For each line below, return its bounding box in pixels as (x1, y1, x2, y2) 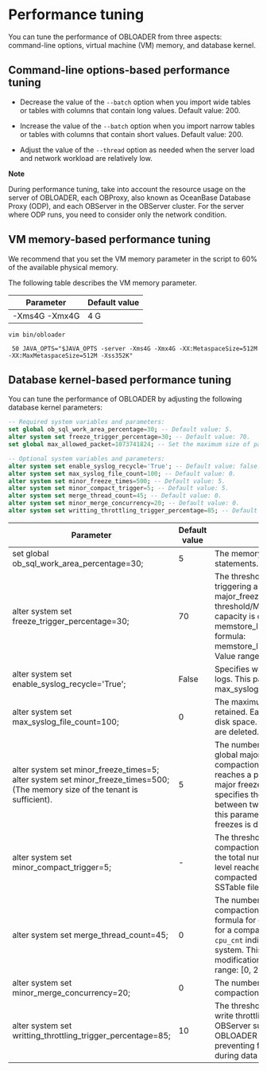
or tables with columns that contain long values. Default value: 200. (19, 105, 241, 115)
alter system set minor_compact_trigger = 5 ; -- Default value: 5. (8, 484, 229, 492)
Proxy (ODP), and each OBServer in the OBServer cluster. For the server (8, 201, 245, 210)
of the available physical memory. (8, 262, 118, 272)
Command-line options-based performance (8, 64, 230, 77)
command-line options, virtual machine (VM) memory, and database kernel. (8, 40, 256, 49)
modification (214, 954, 261, 965)
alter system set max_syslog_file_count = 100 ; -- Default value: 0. (8, 469, 237, 477)
